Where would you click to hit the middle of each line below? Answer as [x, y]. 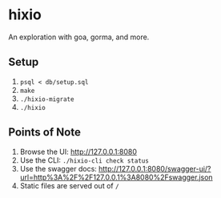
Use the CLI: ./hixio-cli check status [84, 160]
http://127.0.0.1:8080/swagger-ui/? [155, 168]
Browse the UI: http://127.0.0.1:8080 [78, 152]
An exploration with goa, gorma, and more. [79, 37]
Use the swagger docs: [58, 168]
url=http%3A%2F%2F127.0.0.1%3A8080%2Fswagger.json [117, 177]
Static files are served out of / [69, 185]
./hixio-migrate [47, 99]
